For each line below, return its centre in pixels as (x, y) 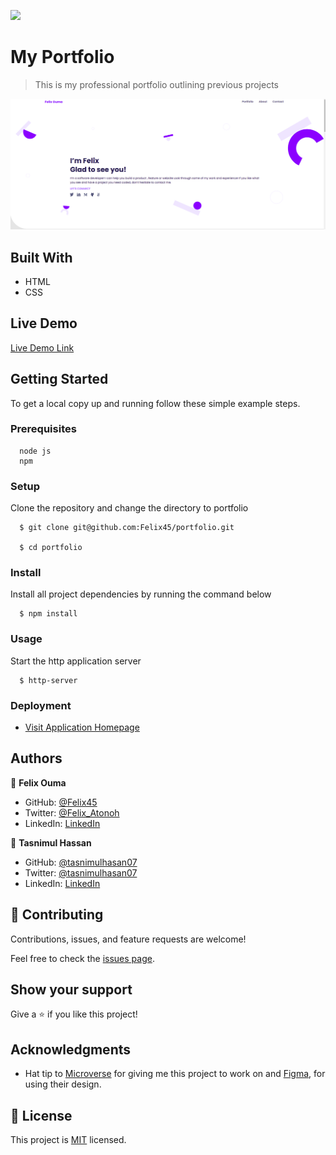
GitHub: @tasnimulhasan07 (81, 862)
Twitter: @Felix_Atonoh (72, 812)
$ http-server (48, 680)
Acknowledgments (71, 1049)
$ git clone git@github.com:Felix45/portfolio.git (127, 528)
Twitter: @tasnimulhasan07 (81, 872)
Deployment (41, 705)
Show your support (71, 990)
